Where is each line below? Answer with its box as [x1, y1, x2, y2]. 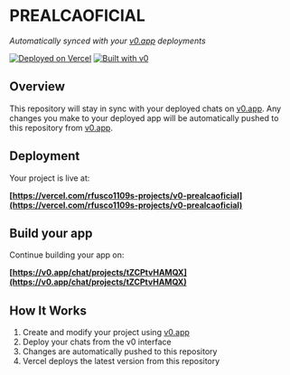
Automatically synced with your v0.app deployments [9, 35, 206, 46]
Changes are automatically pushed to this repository [22, 346, 218, 357]
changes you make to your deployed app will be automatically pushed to [9, 112, 279, 123]
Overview [9, 79, 66, 95]
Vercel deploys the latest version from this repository [22, 356, 220, 367]
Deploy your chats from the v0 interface [22, 336, 172, 348]
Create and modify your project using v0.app [22, 327, 190, 338]
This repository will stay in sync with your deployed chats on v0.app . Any [9, 103, 282, 114]
